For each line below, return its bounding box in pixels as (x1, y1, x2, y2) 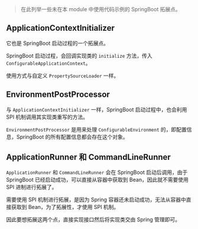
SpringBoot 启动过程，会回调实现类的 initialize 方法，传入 (6, 52, 152, 59)
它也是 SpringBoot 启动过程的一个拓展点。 (6, 40, 109, 47)
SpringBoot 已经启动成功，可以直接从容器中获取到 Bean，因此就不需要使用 (6, 176, 189, 184)
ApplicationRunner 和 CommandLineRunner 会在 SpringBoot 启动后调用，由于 (6, 169, 188, 176)
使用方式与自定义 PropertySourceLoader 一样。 (6, 72, 119, 79)
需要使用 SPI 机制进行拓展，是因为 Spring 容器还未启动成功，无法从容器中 (6, 196, 186, 203)
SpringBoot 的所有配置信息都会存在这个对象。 (16, 133, 128, 140)
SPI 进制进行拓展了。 (6, 184, 57, 191)
